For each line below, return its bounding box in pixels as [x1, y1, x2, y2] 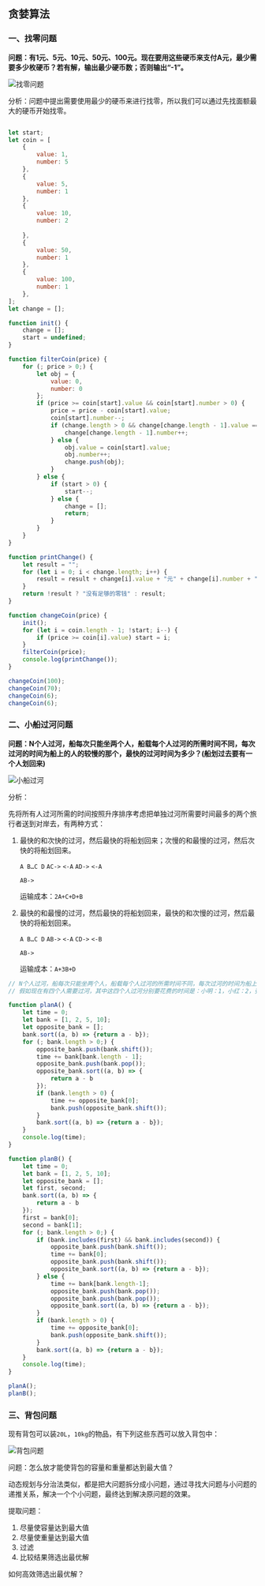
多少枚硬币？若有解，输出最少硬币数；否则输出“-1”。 [14, 62, 188, 72]
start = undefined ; [22, 334, 87, 342]
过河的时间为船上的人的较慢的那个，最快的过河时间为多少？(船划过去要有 [8, 749, 246, 758]
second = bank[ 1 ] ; [22, 1221, 83, 1229]
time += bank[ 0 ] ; [50, 1250, 108, 1258]
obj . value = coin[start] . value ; [64, 443, 171, 452]
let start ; [8, 129, 44, 137]
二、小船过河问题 [8, 720, 73, 731]
